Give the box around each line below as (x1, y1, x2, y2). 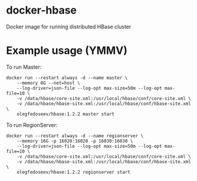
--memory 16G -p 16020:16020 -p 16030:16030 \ (17, 138, 133, 144)
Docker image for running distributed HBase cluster (6, 23, 132, 30)
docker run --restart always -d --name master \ (6, 75, 128, 80)
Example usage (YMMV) (6, 44, 128, 57)
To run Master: (6, 63, 42, 70)
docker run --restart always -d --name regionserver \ (6, 132, 144, 139)
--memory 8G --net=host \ (17, 80, 81, 86)
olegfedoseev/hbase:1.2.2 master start (17, 111, 115, 117)
